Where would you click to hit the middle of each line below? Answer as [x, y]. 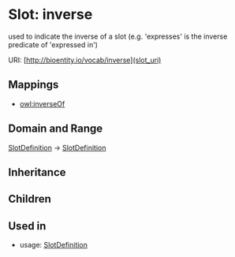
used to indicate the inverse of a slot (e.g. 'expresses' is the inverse [118, 36]
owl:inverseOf [42, 103]
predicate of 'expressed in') [53, 44]
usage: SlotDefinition [54, 245]
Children [30, 199]
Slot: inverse [50, 15]
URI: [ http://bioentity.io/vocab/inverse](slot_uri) [85, 60]
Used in [27, 226]
